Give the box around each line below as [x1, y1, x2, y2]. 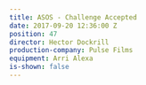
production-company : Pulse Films [9, 46, 134, 55]
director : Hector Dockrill [9, 37, 109, 47]
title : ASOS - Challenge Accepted [9, 12, 138, 22]
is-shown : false [9, 63, 69, 72]
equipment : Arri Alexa [9, 54, 93, 63]
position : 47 [9, 29, 58, 38]
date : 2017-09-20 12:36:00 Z [9, 21, 118, 30]
